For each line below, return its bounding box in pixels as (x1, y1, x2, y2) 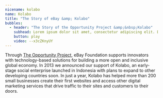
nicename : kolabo (5, 7, 40, 12)
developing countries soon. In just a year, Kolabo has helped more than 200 (5, 72, 156, 78)
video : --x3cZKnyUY (14, 39, 53, 44)
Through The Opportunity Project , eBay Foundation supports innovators (5, 52, 149, 58)
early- (137, 62, 150, 68)
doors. (5, 88, 18, 94)
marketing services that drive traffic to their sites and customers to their (5, 83, 149, 89)
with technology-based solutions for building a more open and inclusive (5, 57, 148, 63)
